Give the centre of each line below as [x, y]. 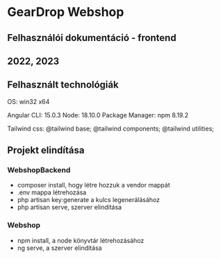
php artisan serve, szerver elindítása [69, 207]
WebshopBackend [39, 170]
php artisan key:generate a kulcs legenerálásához [88, 200]
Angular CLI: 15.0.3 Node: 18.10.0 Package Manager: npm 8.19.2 [98, 115]
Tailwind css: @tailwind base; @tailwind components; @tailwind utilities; [110, 128]
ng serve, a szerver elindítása [59, 248]
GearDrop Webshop [66, 12]
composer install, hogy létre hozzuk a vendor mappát [93, 185]
